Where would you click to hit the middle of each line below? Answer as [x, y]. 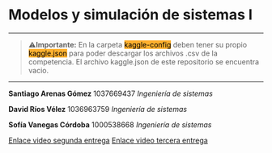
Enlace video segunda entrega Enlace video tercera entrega [108, 140]
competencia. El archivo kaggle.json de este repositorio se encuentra [144, 61]
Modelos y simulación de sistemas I [131, 15]
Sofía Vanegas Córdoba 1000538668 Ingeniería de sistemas [110, 124]
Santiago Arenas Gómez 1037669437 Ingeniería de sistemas [110, 93]
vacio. [38, 70]
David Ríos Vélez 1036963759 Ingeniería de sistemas [98, 109]
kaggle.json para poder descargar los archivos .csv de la [123, 53]
